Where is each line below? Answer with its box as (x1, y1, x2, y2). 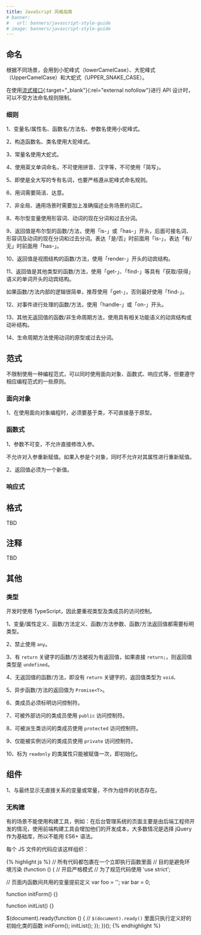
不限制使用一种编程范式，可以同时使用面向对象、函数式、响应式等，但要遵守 (6, 371, 195, 378)
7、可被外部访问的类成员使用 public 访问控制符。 (6, 712, 128, 719)
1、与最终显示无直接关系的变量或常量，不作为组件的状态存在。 (6, 786, 160, 793)
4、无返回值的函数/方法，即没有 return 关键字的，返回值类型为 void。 (6, 674, 178, 680)
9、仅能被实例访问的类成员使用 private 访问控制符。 (6, 737, 136, 745)
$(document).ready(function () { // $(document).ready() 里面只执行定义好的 (6, 915, 191, 922)
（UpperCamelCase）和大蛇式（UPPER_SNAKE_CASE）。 (6, 74, 148, 81)
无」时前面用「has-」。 (6, 243, 62, 250)
